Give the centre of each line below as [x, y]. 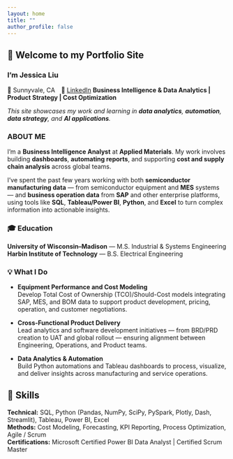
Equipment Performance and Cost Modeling [82, 286]
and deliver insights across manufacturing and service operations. [112, 373]
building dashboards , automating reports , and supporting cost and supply [116, 159]
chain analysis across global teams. [59, 167]
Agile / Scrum [27, 435]
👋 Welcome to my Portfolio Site [76, 55]
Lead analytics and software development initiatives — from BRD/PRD [118, 330]
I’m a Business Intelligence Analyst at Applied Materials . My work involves [116, 152]
